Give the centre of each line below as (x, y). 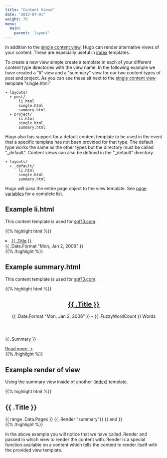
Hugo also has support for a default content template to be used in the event (84, 137)
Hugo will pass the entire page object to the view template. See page (76, 188)
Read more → (19, 349)
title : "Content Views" (30, 10)
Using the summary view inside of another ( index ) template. (67, 382)
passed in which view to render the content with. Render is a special (75, 440)
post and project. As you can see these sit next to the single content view (81, 78)
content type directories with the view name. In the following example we (80, 67)
